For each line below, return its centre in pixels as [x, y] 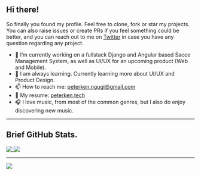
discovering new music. [44, 110]
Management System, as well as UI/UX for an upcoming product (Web [101, 61]
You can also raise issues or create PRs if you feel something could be [93, 30]
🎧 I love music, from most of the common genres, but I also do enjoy [100, 102]
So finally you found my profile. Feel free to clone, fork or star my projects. [98, 24]
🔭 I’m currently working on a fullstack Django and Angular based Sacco [103, 54]
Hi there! [23, 10]
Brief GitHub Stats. [42, 135]
